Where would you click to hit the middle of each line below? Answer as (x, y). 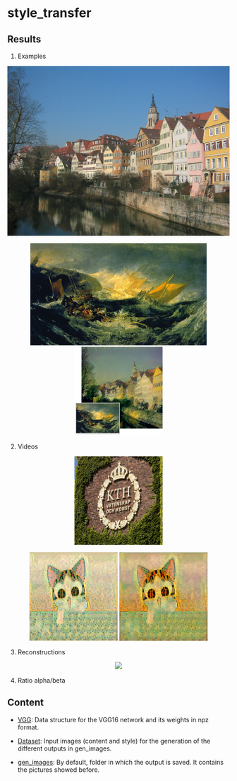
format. (28, 727)
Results (24, 39)
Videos (28, 446)
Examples (32, 56)
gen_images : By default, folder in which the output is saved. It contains (121, 762)
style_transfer (49, 13)
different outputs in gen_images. (65, 748)
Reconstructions (41, 652)
